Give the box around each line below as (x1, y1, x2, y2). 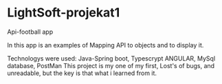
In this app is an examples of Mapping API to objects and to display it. (7, 41, 204, 49)
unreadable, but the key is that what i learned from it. (7, 69, 157, 77)
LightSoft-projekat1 (7, 5, 120, 21)
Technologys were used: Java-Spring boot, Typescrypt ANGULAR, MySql (7, 54, 216, 63)
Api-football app (7, 28, 54, 36)
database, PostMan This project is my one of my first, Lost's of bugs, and (7, 61, 215, 70)
